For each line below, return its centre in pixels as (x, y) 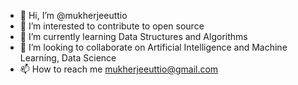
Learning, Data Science (68, 58)
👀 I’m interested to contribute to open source (112, 26)
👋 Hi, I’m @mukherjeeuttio (73, 15)
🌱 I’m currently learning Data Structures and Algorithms (133, 36)
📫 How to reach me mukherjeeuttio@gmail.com (119, 69)
